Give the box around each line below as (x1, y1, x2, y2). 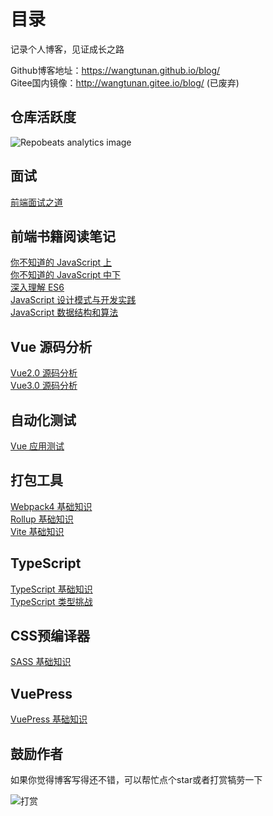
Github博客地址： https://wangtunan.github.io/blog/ (10, 64, 221, 76)
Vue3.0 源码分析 (10, 380, 78, 392)
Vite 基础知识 (10, 525, 65, 537)
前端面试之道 (10, 196, 63, 208)
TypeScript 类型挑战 (10, 595, 93, 607)
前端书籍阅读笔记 (10, 228, 116, 245)
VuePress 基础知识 (10, 713, 88, 725)
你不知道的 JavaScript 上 (10, 256, 113, 269)
